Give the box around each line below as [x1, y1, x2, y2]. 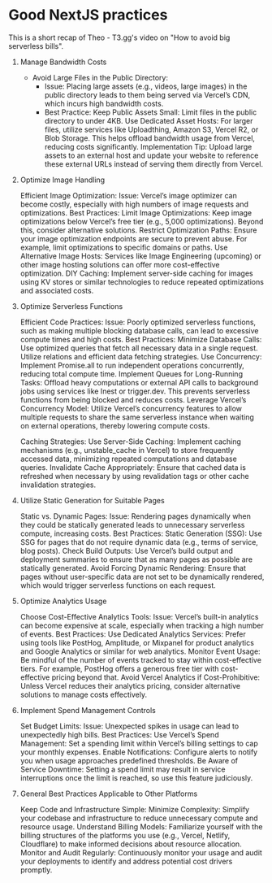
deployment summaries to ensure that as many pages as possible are [19, 555, 253, 564]
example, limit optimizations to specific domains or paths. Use [19, 242, 228, 252]
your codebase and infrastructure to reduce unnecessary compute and [19, 813, 258, 823]
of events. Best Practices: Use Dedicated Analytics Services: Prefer [19, 629, 246, 639]
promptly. [19, 864, 53, 875]
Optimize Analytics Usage [19, 596, 107, 606]
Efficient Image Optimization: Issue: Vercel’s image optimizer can [19, 190, 237, 200]
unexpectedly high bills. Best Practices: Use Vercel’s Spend [19, 729, 219, 739]
